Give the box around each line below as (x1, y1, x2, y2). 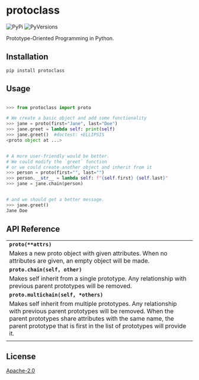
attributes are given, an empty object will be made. (9, 256, 150, 264)
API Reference (6, 224, 60, 234)
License (6, 351, 36, 362)
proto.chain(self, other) (9, 266, 82, 273)
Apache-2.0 (6, 367, 36, 374)
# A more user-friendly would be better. (6, 153, 110, 159)
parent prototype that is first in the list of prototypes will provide (9, 321, 187, 330)
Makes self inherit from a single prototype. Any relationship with (9, 274, 187, 282)
